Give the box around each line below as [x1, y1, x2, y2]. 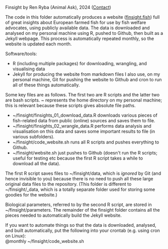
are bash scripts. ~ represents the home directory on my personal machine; [5, 97, 162, 103]
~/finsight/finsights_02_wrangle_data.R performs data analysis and [12, 123, 151, 129]
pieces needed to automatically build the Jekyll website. [5, 212, 122, 218]
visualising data [12, 66, 45, 72]
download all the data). [12, 161, 61, 166]
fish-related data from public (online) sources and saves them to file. [12, 118, 155, 123]
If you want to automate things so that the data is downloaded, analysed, [5, 222, 156, 228]
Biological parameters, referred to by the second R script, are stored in [5, 202, 152, 208]
